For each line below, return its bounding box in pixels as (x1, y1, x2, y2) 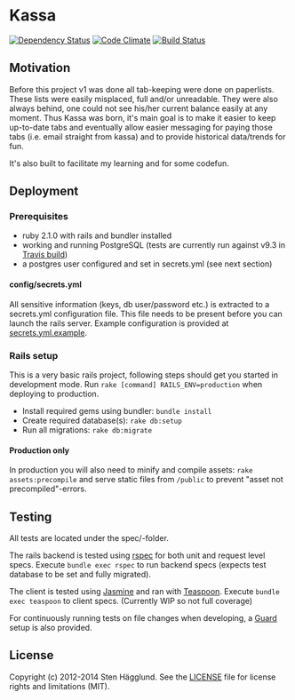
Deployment (9, 184, 79, 199)
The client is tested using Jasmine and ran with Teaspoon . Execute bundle (9, 585, 280, 596)
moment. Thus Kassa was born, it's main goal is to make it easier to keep (9, 112, 276, 123)
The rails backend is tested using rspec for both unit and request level (9, 550, 266, 561)
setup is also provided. (9, 622, 92, 632)
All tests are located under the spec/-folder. (9, 532, 169, 543)
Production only (9, 445, 70, 456)
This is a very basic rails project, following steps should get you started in (9, 370, 278, 380)
